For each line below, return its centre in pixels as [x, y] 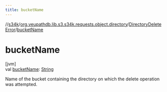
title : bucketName [24, 10]
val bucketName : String [29, 69]
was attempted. [21, 84]
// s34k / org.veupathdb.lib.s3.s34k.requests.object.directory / [67, 24]
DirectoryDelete [145, 24]
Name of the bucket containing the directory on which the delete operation [82, 79]
